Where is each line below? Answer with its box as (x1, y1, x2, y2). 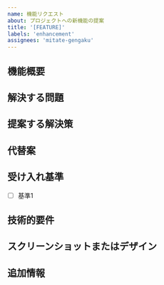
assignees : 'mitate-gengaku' (7, 37, 94, 44)
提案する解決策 (7, 118, 73, 130)
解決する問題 (7, 91, 64, 103)
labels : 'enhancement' (7, 30, 75, 38)
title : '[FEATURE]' (7, 24, 66, 31)
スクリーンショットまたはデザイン (7, 240, 157, 253)
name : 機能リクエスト (7, 10, 64, 18)
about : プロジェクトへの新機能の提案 (7, 17, 105, 24)
